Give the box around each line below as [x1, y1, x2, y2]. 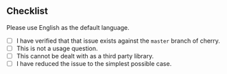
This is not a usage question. [16, 44, 98, 52]
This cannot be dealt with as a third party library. [16, 52, 154, 60]
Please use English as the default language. [6, 23, 130, 31]
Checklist [6, 5, 49, 17]
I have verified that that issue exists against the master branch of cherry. [16, 37, 221, 45]
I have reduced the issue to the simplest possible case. [16, 60, 172, 67]
